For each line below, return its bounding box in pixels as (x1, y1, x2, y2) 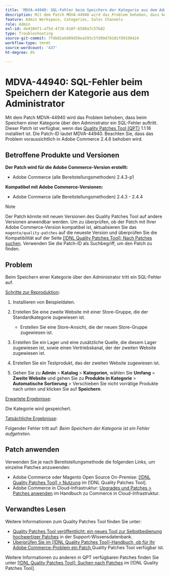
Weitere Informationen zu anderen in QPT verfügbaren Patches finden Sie (5, 554, 159, 560)
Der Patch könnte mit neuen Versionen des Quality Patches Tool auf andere (5, 214, 162, 220)
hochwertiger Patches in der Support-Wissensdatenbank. (12, 533, 133, 539)
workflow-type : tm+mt (5, 41, 51, 46)
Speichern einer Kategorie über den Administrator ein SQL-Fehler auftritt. (5, 120, 158, 126)
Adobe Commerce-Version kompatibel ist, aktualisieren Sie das (5, 224, 137, 230)
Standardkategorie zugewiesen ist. (12, 314, 86, 320)
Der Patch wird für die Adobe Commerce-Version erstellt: (5, 164, 128, 171)
